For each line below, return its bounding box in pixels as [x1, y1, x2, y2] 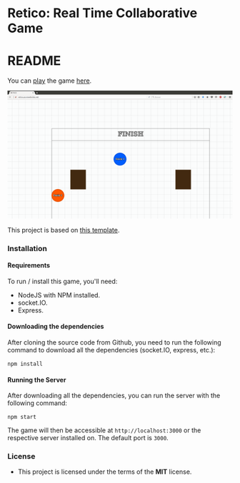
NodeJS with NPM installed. [17, 290, 101, 299]
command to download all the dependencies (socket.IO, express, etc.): [7, 345, 216, 354]
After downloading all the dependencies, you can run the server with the [7, 391, 221, 400]
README [7, 53, 61, 69]
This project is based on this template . [7, 225, 120, 234]
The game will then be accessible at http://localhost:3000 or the [7, 426, 201, 434]
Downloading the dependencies [7, 322, 104, 331]
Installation [7, 243, 48, 253]
